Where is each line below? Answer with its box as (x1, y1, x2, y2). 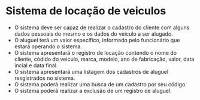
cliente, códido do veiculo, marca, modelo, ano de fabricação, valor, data (14, 55, 195, 62)
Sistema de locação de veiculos (5, 4, 166, 18)
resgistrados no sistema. (14, 74, 75, 82)
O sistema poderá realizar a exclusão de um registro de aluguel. (14, 87, 172, 94)
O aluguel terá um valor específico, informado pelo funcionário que (14, 36, 180, 43)
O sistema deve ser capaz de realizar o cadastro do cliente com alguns (14, 24, 190, 31)
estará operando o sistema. (14, 43, 82, 50)
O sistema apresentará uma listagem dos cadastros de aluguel (14, 68, 169, 75)
